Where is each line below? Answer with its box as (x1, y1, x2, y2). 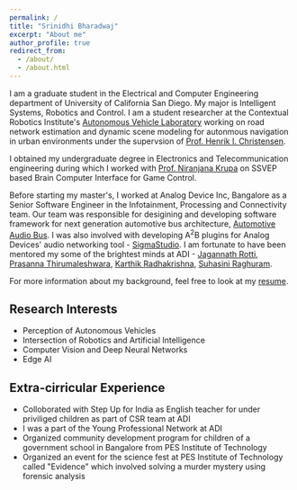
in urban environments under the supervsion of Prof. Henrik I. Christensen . (9, 136, 286, 147)
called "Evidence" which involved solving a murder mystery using (22, 461, 266, 472)
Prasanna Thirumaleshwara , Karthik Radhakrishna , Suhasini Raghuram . (9, 258, 273, 269)
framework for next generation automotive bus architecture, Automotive (9, 218, 276, 229)
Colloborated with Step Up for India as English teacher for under (22, 404, 261, 414)
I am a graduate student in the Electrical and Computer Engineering (9, 87, 259, 99)
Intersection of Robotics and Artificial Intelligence (22, 334, 205, 346)
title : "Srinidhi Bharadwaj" (9, 22, 119, 31)
